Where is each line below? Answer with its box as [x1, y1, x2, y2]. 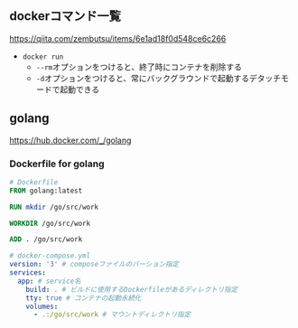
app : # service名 [17, 276, 81, 286]
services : [9, 268, 47, 277]
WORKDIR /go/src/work [9, 219, 91, 228]
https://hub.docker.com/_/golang [9, 135, 132, 145]
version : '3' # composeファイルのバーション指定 [9, 260, 179, 269]
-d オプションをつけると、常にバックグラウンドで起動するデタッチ [35, 72, 282, 83]
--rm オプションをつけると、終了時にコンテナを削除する [35, 61, 242, 72]
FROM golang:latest [9, 186, 83, 195]
